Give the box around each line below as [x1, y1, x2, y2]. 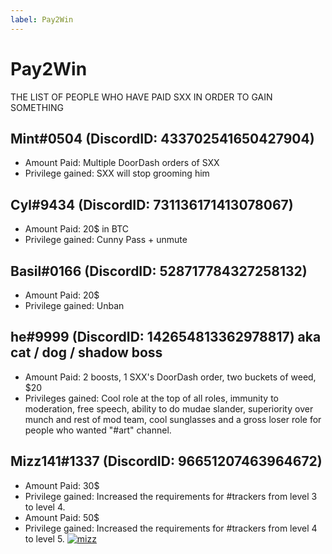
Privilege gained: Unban [24, 300, 125, 311]
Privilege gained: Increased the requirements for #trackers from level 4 [24, 522, 318, 534]
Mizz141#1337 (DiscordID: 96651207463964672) [10, 453, 323, 470]
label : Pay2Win [10, 14, 74, 25]
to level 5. [24, 532, 65, 545]
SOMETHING [10, 101, 64, 113]
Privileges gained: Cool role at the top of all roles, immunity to [24, 392, 279, 404]
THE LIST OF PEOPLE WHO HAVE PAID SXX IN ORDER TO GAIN [10, 91, 273, 103]
